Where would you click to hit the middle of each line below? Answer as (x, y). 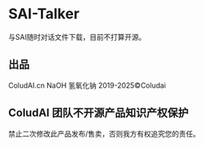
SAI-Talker (44, 14)
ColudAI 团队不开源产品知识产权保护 (98, 113)
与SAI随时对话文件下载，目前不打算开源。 (77, 37)
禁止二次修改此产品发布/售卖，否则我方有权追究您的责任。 (104, 133)
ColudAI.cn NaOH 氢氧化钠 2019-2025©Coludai (87, 85)
